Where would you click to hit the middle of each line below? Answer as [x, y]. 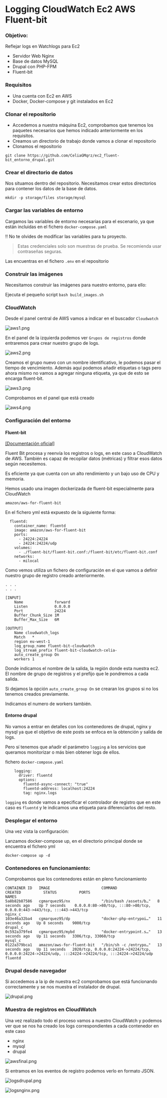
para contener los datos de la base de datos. [51, 189]
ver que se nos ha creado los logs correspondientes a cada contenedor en [82, 1026]
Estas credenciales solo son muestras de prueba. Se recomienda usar [89, 246]
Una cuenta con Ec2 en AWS [42, 96]
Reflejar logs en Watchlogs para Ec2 [42, 47]
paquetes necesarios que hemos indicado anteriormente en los [77, 131]
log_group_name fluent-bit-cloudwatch [54, 646]
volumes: [23, 548]
